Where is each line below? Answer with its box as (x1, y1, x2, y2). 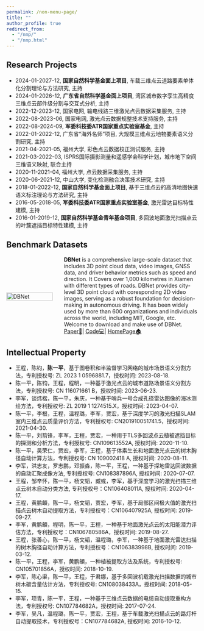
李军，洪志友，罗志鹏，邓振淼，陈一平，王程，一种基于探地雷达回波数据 (15, 462, 197, 469)
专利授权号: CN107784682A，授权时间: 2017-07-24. (26, 602, 157, 610)
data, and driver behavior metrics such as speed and (63, 269, 197, 276)
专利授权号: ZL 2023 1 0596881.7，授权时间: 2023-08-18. (26, 372, 170, 379)
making (63, 301, 83, 308)
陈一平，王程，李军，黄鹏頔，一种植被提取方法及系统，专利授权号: (15, 558, 183, 565)
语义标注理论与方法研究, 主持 (15, 191, 88, 198)
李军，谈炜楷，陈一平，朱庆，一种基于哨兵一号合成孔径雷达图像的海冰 (15, 394, 192, 402)
